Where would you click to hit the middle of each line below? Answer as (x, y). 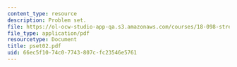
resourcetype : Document (42, 40)
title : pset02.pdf (34, 46)
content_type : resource (42, 14)
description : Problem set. (47, 20)
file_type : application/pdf (49, 33)
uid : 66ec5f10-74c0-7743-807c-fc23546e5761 (72, 53)
